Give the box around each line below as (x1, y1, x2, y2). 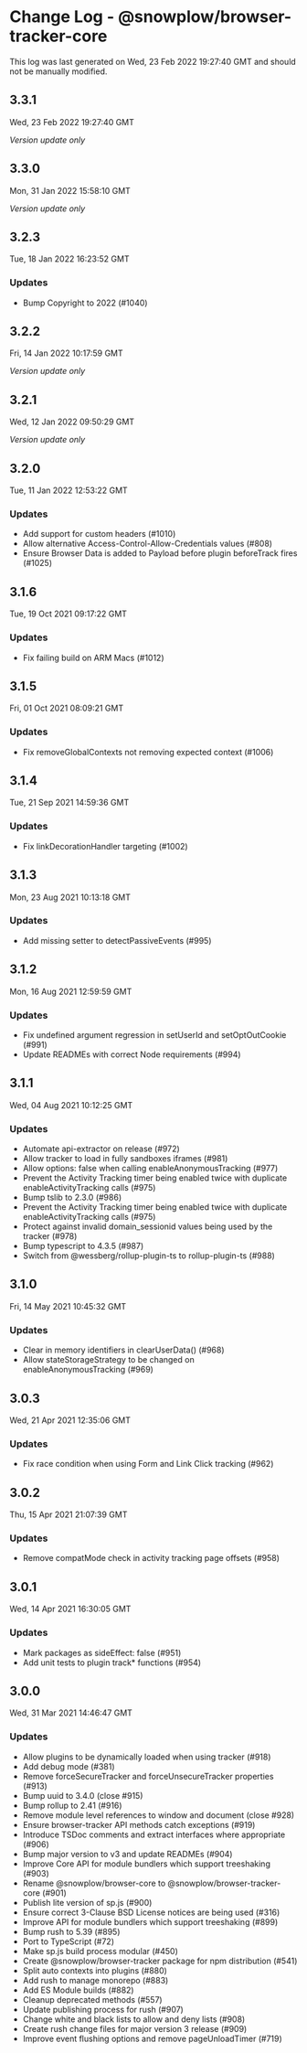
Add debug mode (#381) (22, 1760, 116, 1771)
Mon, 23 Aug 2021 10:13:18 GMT (9, 892, 131, 903)
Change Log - (9, 6, 115, 27)
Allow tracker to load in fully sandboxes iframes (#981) (22, 1153, 228, 1164)
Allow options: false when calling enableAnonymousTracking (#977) (22, 1163, 279, 1174)
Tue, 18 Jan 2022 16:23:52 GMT (9, 253, 130, 264)
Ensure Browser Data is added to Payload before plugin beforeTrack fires (22, 548, 298, 559)
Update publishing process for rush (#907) (22, 2004, 185, 2015)
